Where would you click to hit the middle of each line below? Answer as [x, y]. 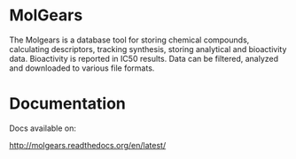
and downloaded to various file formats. [82, 68]
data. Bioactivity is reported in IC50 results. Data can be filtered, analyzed [144, 58]
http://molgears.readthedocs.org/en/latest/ [88, 145]
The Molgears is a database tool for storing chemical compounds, [129, 40]
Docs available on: [43, 128]
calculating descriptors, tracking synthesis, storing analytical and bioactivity [148, 49]
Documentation [68, 104]
